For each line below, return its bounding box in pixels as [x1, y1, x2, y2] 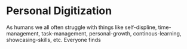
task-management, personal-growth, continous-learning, [41, 30, 182, 37]
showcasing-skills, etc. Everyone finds [6, 36, 102, 43]
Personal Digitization [6, 4, 112, 18]
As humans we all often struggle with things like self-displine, [6, 24, 157, 31]
